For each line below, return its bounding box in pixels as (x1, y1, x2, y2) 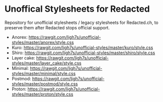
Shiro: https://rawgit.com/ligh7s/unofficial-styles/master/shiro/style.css (11, 50, 155, 56)
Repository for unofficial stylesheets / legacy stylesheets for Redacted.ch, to (4, 20, 159, 25)
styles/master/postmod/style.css (11, 81, 78, 86)
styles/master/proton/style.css (11, 91, 74, 97)
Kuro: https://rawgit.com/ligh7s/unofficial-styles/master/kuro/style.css (11, 44, 153, 50)
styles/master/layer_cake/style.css (11, 60, 81, 66)
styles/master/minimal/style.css (11, 70, 76, 76)
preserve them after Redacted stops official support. (4, 24, 110, 30)
